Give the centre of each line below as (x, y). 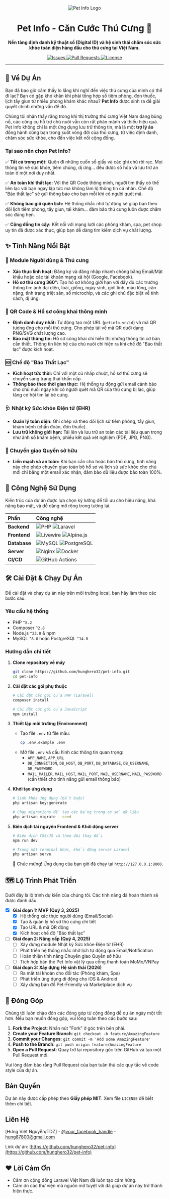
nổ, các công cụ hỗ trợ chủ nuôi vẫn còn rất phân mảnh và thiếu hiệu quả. (82, 121)
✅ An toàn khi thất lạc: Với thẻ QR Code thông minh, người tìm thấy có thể (82, 183)
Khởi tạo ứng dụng (32, 789)
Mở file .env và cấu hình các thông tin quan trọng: (72, 752)
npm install (25, 714)
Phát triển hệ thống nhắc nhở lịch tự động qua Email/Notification (87, 950)
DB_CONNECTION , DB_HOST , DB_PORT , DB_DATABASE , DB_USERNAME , (89, 763)
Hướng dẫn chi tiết (28, 651)
